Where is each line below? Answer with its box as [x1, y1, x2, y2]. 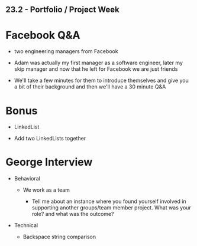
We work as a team [22, 186, 70, 193]
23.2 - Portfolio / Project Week [5, 5, 120, 15]
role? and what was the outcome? [31, 211, 114, 218]
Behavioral [14, 175, 41, 182]
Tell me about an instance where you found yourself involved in [31, 198, 187, 205]
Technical [14, 222, 38, 229]
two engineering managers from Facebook [14, 48, 119, 55]
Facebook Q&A [5, 28, 80, 42]
